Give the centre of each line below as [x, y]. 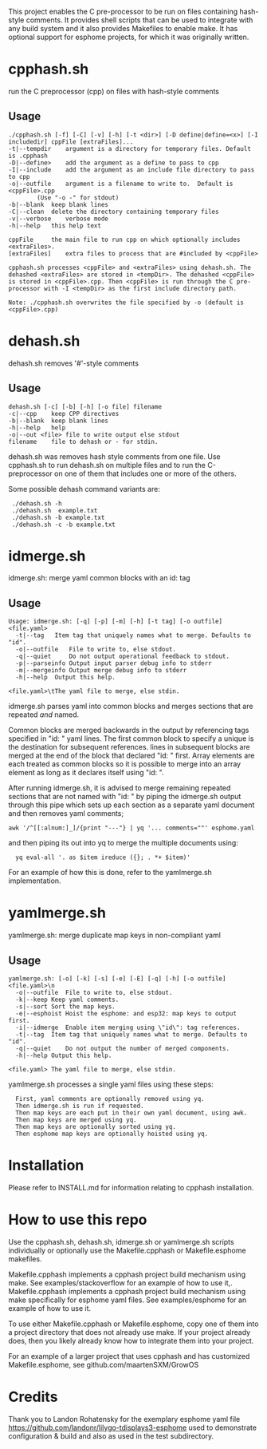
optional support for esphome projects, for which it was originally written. [129, 37]
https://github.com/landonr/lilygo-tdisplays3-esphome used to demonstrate [133, 1427]
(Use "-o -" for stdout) [78, 198]
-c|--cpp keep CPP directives [64, 414]
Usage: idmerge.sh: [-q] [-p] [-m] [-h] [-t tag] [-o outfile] [116, 622]
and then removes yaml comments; [66, 814]
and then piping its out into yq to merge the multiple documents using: [124, 843]
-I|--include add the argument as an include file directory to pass [132, 170]
